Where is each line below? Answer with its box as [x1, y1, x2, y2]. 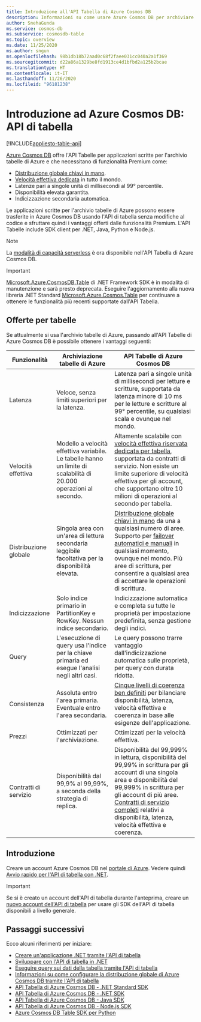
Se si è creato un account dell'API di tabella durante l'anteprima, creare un [6, 894, 189, 901]
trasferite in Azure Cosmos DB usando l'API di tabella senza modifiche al [6, 213, 185, 220]
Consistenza [9, 700, 45, 708]
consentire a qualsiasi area [114, 569, 190, 577]
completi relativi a [114, 805, 165, 814]
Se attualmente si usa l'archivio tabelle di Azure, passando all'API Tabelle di [6, 331, 192, 338]
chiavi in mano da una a [114, 516, 181, 525]
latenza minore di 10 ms [114, 392, 182, 400]
